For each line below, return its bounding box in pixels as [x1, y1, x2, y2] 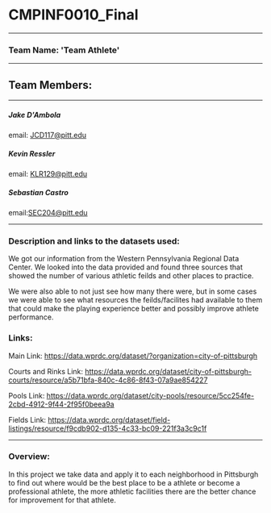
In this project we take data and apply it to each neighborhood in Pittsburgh [8, 469, 259, 479]
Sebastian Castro [8, 187, 69, 197]
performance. [8, 312, 54, 322]
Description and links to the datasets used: [8, 236, 180, 247]
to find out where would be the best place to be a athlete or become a [8, 478, 240, 487]
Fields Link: [8, 415, 47, 424]
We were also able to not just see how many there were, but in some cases [8, 286, 257, 296]
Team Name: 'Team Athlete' [8, 44, 120, 56]
